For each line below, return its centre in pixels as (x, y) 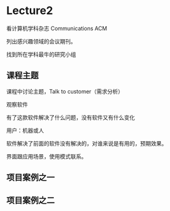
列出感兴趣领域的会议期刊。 (41, 41)
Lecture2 (30, 11)
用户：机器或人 (25, 130)
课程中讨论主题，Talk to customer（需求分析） (65, 91)
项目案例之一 (31, 178)
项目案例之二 (31, 200)
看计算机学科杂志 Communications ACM (57, 28)
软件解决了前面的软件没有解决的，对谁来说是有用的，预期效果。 (87, 143)
